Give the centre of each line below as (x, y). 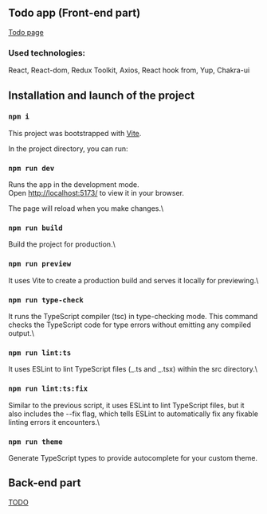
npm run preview (40, 264)
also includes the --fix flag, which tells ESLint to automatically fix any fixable (133, 414)
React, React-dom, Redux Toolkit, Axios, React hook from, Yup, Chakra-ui (129, 70)
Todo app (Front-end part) (75, 13)
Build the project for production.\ (62, 244)
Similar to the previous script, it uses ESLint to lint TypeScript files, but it (126, 405)
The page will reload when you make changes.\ (86, 208)
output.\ (21, 333)
